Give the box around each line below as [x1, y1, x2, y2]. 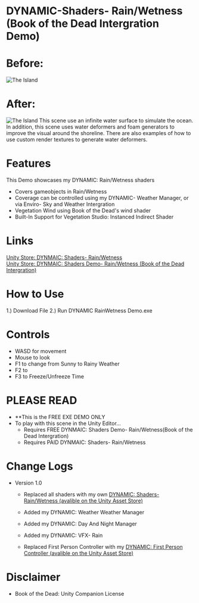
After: [6, 97, 36, 111]
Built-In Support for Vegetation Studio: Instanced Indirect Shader [14, 213, 174, 220]
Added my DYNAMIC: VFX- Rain [23, 532, 103, 539]
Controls [6, 328, 50, 342]
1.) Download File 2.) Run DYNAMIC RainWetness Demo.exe [6, 307, 153, 314]
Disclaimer [6, 570, 61, 584]
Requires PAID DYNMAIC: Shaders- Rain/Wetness [23, 439, 146, 446]
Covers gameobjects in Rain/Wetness [14, 188, 107, 195]
